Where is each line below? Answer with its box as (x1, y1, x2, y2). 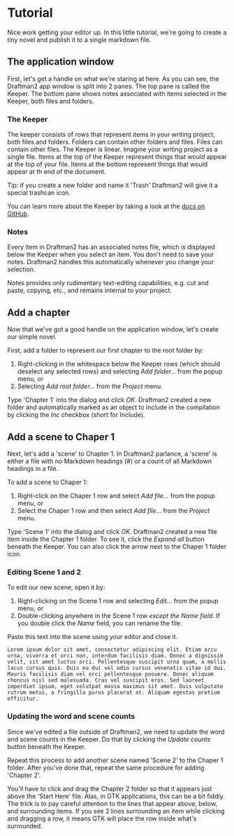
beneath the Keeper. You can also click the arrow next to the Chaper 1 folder (7, 542, 227, 551)
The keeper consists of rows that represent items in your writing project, (7, 130, 215, 139)
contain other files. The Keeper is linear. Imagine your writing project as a (7, 145, 218, 153)
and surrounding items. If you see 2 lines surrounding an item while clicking (7, 807, 225, 815)
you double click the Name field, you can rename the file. (17, 619, 182, 628)
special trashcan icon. (7, 189, 71, 197)
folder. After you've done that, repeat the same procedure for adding (7, 763, 205, 772)
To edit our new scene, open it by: (7, 583, 105, 591)
